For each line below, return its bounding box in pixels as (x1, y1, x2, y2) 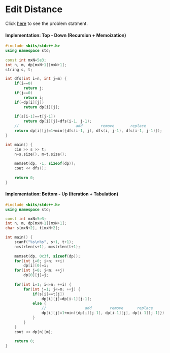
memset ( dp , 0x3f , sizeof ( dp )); (14, 253, 81, 259)
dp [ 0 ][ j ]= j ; (23, 273, 49, 278)
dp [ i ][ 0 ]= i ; (23, 263, 49, 268)
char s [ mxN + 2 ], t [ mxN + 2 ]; (5, 225, 60, 231)
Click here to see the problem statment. (5, 20, 88, 26)
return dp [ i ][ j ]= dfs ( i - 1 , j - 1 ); (23, 119, 92, 124)
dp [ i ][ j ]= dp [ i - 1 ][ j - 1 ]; (41, 296, 92, 301)
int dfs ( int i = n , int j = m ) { (5, 76, 67, 81)
